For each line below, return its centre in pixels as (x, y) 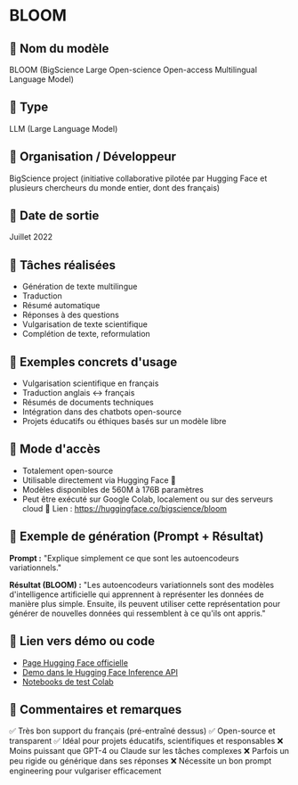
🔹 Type (29, 107)
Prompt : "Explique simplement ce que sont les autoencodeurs (124, 558)
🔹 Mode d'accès (55, 450)
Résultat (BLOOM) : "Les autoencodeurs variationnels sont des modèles (141, 585)
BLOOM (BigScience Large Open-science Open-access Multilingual (133, 70)
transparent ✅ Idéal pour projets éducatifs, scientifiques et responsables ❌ (146, 741)
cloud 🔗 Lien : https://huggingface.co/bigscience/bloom (125, 508)
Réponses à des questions (71, 315)
